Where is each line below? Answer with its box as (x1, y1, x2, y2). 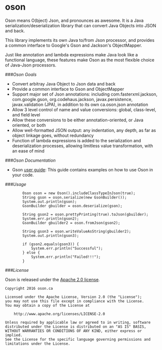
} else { (22, 250, 40, 255)
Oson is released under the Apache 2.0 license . (5, 276, 100, 283)
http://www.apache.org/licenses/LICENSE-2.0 (14, 311, 105, 317)
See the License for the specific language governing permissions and (5, 337, 151, 342)
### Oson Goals (5, 71, 37, 77)
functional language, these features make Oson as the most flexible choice (5, 57, 155, 63)
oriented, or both (12, 122, 46, 128)
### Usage (5, 181, 27, 187)
